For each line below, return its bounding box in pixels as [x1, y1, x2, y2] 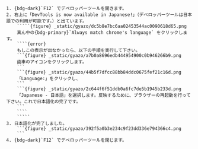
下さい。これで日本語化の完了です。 [6, 99, 81, 104]
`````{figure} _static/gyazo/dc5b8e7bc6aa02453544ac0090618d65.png [17, 23, 187, 29]
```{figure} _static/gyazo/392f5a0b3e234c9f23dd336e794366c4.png [17, 126, 182, 132]
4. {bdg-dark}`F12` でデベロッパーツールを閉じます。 [6, 137, 127, 143]
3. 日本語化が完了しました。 [6, 121, 68, 126]
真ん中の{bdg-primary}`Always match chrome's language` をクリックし [17, 30, 183, 36]
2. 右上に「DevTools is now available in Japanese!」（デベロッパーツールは [6, 12, 184, 18]
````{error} [17, 41, 46, 47]
